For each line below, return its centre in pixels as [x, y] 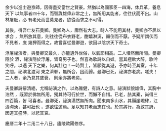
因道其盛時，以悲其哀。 [29, 113]
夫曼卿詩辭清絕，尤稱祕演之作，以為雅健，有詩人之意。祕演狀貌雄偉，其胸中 [83, 88]
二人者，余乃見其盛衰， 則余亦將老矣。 [45, 78]
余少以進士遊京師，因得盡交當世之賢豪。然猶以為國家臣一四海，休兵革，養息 [83, 7]
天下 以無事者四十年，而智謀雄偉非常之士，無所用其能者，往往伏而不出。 [79, 13]
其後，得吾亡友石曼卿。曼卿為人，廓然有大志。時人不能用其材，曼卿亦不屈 [81, 30]
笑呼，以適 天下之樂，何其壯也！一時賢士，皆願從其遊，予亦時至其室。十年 [82, 65]
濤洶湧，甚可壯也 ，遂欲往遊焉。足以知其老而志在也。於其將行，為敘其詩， [82, 107]
